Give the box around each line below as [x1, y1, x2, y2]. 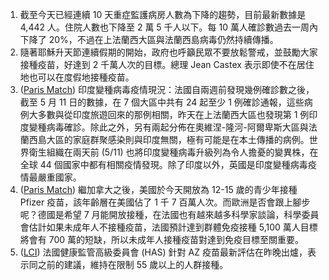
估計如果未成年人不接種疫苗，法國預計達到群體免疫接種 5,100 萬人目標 [28, 221, 318, 233]
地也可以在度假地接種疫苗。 [19, 71, 135, 83]
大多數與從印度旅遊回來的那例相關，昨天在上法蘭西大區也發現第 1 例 [28, 109, 310, 120]
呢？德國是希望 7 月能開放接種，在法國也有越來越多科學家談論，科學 [19, 209, 302, 220]
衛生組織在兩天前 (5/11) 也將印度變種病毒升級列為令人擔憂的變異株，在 [28, 146, 319, 158]
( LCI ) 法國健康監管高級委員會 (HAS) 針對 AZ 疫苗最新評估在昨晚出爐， [19, 246, 308, 258]
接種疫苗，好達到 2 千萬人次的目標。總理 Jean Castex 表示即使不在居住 [19, 59, 315, 70]
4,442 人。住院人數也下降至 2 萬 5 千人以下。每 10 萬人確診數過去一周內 [19, 21, 318, 33]
